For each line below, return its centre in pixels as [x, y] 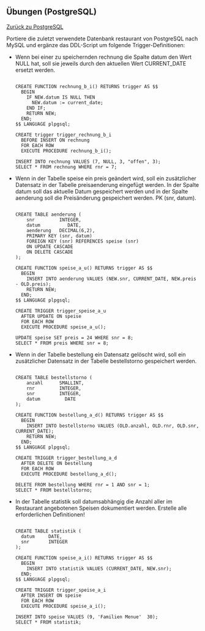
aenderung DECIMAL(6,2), [61, 230]
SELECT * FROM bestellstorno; [54, 490]
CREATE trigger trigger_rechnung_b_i [63, 135]
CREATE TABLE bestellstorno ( [54, 377]
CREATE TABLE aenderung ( [48, 214]
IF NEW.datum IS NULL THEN [61, 97]
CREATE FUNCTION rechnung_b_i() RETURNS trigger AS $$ [87, 86]
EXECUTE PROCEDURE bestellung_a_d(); [69, 474]
